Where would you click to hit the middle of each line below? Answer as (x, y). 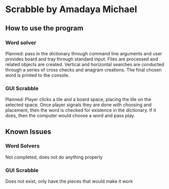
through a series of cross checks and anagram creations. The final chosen (83, 70)
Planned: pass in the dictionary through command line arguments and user (84, 53)
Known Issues (28, 131)
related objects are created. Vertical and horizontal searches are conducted (85, 64)
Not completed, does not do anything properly (54, 157)
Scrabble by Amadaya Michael (71, 9)
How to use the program (44, 28)
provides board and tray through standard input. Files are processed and (82, 59)
